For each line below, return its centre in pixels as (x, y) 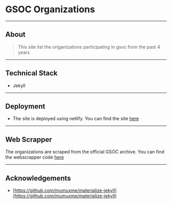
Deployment (25, 106)
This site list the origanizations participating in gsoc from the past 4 (89, 47)
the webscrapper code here (35, 157)
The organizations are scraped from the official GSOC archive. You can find (85, 152)
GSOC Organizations (50, 9)
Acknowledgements (38, 178)
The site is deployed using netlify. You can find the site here (76, 119)
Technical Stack (31, 73)
